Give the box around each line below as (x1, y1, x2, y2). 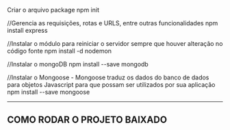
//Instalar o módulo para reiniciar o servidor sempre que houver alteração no (7, 40, 223, 47)
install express (7, 27, 48, 34)
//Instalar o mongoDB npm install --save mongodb (7, 60, 149, 68)
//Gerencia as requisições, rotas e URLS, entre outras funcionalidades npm (7, 19, 218, 27)
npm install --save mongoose (7, 88, 90, 96)
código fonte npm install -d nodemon (7, 47, 112, 55)
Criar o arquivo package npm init (7, 6, 99, 14)
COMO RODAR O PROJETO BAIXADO (7, 114, 168, 126)
